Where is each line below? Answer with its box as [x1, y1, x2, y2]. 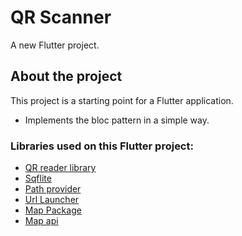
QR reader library [24, 162, 97, 174]
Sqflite [24, 172, 52, 185]
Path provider [24, 183, 82, 195]
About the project [10, 68, 123, 85]
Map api [24, 215, 59, 227]
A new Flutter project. [10, 39, 100, 51]
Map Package [24, 204, 82, 216]
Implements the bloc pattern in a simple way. [24, 114, 210, 126]
